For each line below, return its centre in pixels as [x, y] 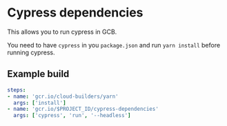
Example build [38, 74]
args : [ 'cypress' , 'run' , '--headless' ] [72, 116]
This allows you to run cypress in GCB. [62, 32]
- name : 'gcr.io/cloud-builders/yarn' [63, 96]
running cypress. [31, 52]
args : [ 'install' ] [40, 103]
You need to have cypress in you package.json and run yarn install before [114, 45]
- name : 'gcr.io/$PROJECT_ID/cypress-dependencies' [83, 109]
